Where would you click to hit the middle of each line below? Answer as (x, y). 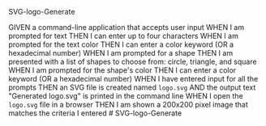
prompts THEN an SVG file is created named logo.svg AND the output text (132, 87)
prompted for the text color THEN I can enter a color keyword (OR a (121, 44)
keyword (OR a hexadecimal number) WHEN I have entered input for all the (133, 79)
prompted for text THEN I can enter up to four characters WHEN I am (124, 36)
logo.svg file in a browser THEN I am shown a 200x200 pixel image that (129, 105)
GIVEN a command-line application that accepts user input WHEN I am (127, 27)
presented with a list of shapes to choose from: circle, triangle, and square (133, 61)
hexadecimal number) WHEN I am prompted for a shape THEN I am (121, 53)
